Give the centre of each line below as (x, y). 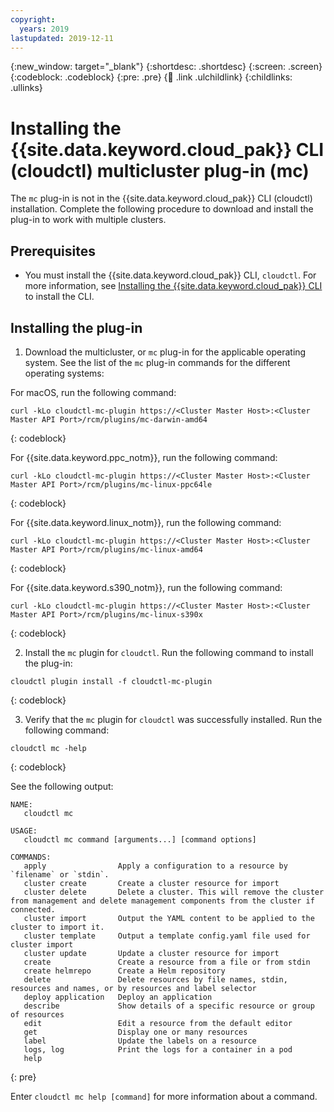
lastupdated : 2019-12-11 (62, 38)
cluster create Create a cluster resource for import (151, 883)
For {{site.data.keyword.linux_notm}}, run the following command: (146, 522)
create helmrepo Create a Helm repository (124, 971)
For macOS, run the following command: (93, 392)
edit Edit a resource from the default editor (158, 1023)
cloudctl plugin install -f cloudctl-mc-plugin (111, 681)
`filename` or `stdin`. (60, 874)
